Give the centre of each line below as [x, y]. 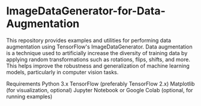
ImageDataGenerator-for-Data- [86, 11]
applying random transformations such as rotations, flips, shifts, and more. [98, 59]
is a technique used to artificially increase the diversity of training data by [97, 53]
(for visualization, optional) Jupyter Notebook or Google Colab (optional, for [100, 90]
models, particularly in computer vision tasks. [62, 72]
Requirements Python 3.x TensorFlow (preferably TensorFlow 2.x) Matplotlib [100, 84]
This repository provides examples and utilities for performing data [89, 40]
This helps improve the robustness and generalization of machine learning [98, 66]
